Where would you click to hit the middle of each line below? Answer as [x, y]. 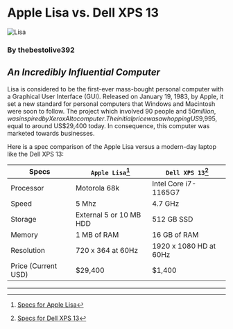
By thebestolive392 [41, 50]
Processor [27, 188]
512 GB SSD [173, 219]
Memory [24, 235]
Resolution [28, 250]
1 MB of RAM [97, 235]
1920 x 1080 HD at [184, 246]
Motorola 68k [97, 188]
